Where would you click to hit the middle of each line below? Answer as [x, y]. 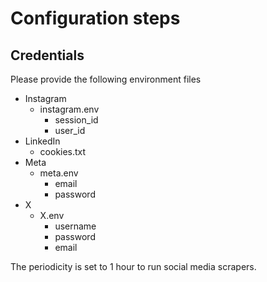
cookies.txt [63, 151]
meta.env [59, 173]
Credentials [47, 55]
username [75, 226]
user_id [70, 130]
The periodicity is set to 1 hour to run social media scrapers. [133, 266]
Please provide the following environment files [106, 79]
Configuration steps [95, 18]
